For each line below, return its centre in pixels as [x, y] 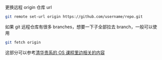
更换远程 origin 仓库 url [28, 7]
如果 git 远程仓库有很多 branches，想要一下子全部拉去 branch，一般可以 [79, 27]
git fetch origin [23, 42]
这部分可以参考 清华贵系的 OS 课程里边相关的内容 [55, 52]
